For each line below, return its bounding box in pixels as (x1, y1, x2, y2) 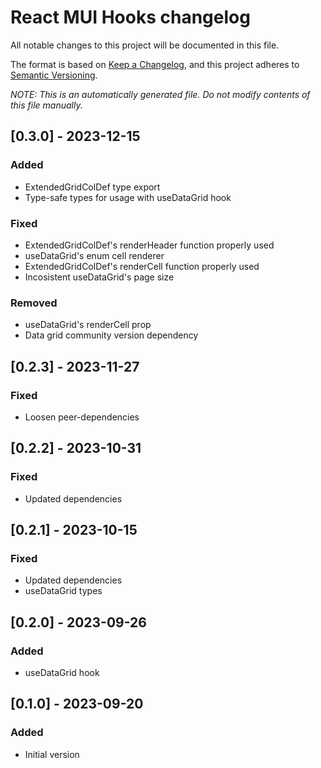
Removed (10, 296, 58, 310)
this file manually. (10, 99, 83, 111)
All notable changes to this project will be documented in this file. (10, 39, 280, 51)
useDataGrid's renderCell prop (24, 319, 152, 331)
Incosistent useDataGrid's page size (24, 271, 175, 283)
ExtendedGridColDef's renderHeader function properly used (24, 239, 275, 251)
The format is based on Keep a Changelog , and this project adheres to (10, 58, 300, 70)
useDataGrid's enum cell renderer (24, 249, 165, 261)
